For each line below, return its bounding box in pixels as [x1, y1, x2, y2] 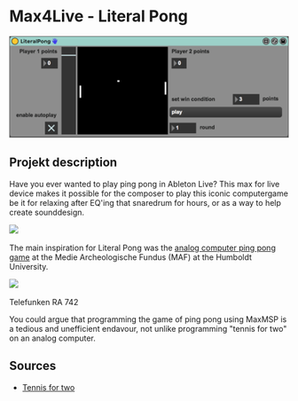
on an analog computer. [9, 333, 96, 343]
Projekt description [9, 155, 118, 170]
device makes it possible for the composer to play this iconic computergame [9, 188, 288, 199]
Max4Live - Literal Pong [9, 6, 189, 27]
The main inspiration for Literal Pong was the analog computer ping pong [9, 242, 277, 253]
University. [9, 261, 49, 271]
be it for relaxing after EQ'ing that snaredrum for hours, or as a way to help [9, 197, 282, 208]
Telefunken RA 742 [9, 296, 79, 307]
